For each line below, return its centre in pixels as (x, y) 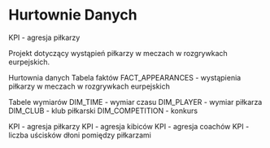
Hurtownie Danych (73, 15)
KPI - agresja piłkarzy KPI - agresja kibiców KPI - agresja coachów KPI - (129, 126)
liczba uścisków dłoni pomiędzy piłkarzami (80, 135)
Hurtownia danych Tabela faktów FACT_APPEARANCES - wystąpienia (125, 77)
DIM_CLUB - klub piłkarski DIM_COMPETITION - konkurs (103, 111)
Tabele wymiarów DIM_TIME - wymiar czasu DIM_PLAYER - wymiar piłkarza (135, 102)
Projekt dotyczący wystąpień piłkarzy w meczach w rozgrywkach (118, 53)
